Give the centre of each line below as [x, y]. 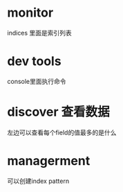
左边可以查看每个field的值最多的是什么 [62, 132]
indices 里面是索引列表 [40, 33]
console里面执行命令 [37, 81]
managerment [49, 161]
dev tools [34, 61]
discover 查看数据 [59, 112]
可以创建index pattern [38, 181]
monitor [30, 13]
